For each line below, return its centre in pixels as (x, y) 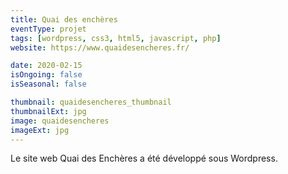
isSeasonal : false (48, 84)
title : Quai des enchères (64, 19)
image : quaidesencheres (60, 121)
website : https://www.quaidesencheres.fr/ (100, 47)
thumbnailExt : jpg (48, 111)
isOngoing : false (46, 75)
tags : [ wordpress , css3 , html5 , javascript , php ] (116, 38)
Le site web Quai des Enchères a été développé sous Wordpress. (144, 158)
